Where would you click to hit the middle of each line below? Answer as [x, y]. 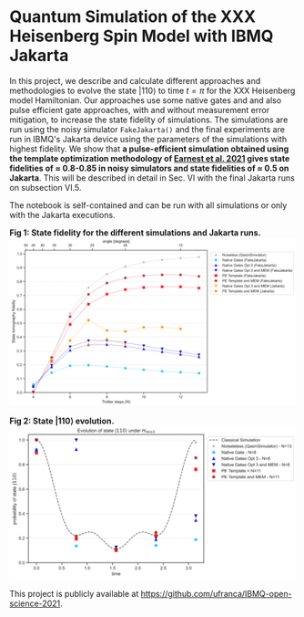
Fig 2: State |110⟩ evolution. [62, 421]
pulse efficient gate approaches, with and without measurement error [140, 110]
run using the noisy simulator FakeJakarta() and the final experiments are [147, 129]
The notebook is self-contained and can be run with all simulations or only [148, 205]
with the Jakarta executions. [62, 214]
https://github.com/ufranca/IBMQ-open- [217, 594]
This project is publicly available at [74, 594]
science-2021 [35, 603]
